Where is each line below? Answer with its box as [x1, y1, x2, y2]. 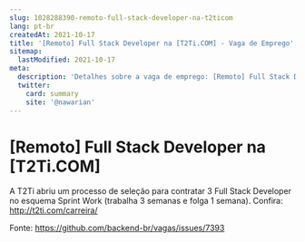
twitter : [17, 81, 51, 90]
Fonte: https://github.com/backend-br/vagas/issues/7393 [9, 223, 225, 234]
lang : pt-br [9, 22, 54, 31]
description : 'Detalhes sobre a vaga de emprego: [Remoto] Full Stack [17, 73, 290, 82]
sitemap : [9, 47, 43, 56]
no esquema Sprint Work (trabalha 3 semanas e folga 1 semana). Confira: [9, 196, 283, 207]
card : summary [25, 89, 79, 98]
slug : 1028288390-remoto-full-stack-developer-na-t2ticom [9, 13, 233, 23]
